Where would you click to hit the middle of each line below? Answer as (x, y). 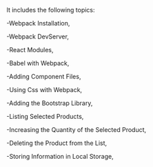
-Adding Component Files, (44, 76)
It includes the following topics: (51, 10)
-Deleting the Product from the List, (57, 143)
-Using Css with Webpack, (44, 90)
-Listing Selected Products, (45, 116)
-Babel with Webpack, (38, 63)
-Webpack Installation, (38, 23)
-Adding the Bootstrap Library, (50, 103)
